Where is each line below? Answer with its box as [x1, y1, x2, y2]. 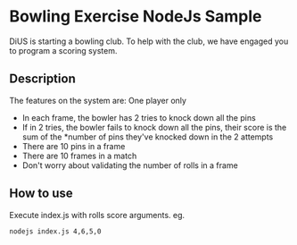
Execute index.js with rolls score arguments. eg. [9, 209, 186, 220]
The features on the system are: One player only [9, 95, 187, 106]
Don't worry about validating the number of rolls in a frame [21, 159, 238, 171]
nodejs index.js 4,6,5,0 [9, 226, 102, 236]
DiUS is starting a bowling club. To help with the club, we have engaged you [9, 36, 289, 46]
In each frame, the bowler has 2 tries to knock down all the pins [21, 112, 256, 122]
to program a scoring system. [9, 45, 118, 55]
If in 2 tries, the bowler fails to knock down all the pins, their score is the [21, 122, 287, 132]
